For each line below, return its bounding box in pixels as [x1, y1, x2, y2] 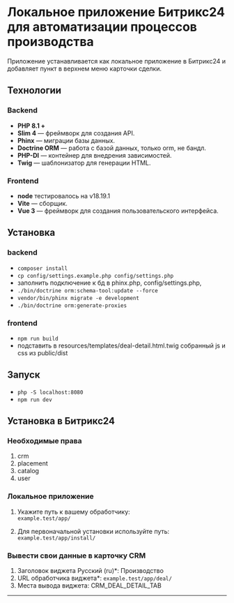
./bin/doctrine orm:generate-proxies [17, 301, 127, 309]
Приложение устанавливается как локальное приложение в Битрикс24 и [7, 57, 226, 65]
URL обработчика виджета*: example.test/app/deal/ [17, 574, 173, 582]
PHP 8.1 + [17, 121, 45, 130]
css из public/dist [17, 348, 68, 357]
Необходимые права [7, 436, 82, 446]
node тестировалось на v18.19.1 [17, 191, 110, 200]
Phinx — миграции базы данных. [17, 136, 116, 144]
